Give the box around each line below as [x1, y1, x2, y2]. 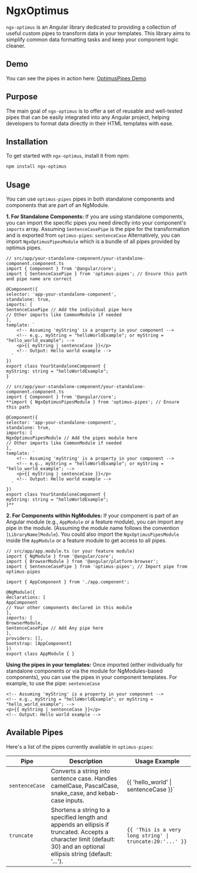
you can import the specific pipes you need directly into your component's [6, 219, 186, 226]
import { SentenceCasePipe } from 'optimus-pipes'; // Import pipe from [6, 564, 188, 570]
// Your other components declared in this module [6, 605, 133, 611]
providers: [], [6, 636, 43, 641]
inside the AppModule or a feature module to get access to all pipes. [6, 537, 167, 544]
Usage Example [135, 757, 180, 765]
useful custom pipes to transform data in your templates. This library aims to [6, 29, 191, 36]
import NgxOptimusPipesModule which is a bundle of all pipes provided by [6, 238, 181, 245]
